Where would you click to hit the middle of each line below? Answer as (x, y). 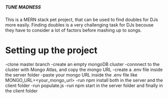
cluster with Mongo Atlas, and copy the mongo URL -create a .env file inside (84, 69)
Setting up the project (51, 50)
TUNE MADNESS (23, 7)
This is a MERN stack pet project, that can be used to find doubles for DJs (82, 19)
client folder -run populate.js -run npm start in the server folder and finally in (84, 85)
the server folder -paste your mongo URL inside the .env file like (71, 74)
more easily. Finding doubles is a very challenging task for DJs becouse (79, 24)
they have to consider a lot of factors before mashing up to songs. (73, 30)
